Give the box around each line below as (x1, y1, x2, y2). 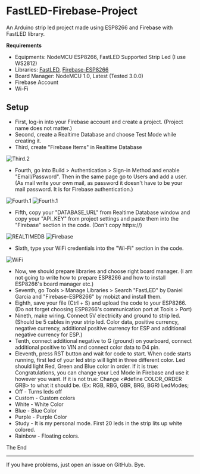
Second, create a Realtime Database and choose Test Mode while (14, 131, 177, 138)
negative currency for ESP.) (14, 331, 83, 338)
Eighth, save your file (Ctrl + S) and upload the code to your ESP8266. (14, 299, 187, 306)
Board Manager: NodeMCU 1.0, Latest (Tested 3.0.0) (14, 72, 144, 79)
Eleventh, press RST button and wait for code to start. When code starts (14, 350, 192, 357)
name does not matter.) (14, 124, 73, 132)
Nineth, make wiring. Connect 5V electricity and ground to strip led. (14, 312, 180, 319)
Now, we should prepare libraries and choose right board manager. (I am (14, 267, 193, 275)
